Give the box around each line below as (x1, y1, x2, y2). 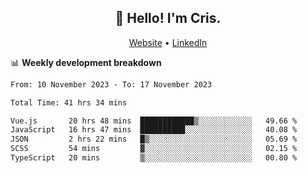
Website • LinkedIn (128, 36, 208, 48)
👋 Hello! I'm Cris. (114, 10, 222, 27)
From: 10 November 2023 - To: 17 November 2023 (10, 79, 213, 90)
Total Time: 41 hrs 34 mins (10, 97, 128, 108)
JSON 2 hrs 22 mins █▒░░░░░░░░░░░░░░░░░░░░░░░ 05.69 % (10, 134, 298, 145)
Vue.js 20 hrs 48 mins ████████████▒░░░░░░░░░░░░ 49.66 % (10, 116, 298, 126)
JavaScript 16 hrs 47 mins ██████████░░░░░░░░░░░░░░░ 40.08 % (10, 125, 298, 135)
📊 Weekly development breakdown (10, 56, 162, 68)
